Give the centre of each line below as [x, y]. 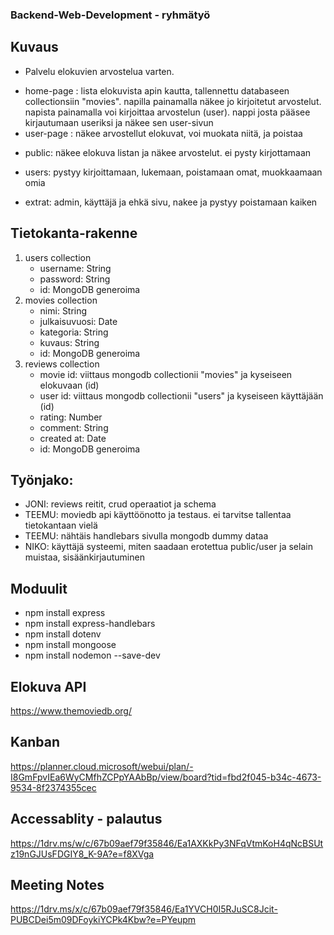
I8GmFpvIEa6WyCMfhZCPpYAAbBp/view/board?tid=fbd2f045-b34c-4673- [166, 777]
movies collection [61, 300]
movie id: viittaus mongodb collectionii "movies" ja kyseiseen [166, 374]
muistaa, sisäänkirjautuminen [84, 557]
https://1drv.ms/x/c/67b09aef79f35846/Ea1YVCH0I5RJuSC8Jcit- [144, 909]
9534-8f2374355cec [53, 787]
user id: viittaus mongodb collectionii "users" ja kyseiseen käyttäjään [181, 395]
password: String [75, 279]
